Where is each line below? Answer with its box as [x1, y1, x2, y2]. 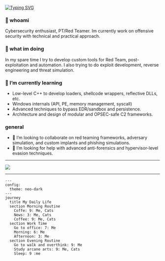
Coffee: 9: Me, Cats [14, 217, 56, 222]
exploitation [5, 62, 29, 68]
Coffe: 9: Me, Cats [14, 209, 54, 213]
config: [5, 183, 21, 187]
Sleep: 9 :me [14, 251, 41, 256]
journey [5, 195, 21, 201]
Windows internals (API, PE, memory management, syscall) [12, 101, 133, 106]
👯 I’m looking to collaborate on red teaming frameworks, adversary [12, 135, 147, 141]
